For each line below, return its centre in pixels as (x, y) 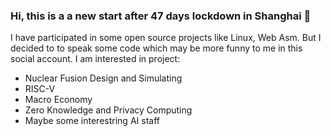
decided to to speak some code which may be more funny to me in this (156, 48)
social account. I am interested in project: (95, 59)
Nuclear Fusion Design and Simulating (103, 78)
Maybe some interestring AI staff (92, 121)
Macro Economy (58, 100)
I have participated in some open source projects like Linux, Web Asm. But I (166, 38)
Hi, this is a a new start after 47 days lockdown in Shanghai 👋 (161, 16)
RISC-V (40, 89)
